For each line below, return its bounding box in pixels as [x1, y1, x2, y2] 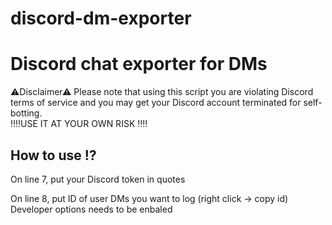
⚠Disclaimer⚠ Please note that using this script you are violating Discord [10, 86, 314, 98]
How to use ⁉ [10, 147, 97, 164]
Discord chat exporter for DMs [10, 53, 268, 76]
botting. [10, 107, 43, 119]
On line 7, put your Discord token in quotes [10, 173, 186, 185]
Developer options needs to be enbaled [10, 203, 173, 215]
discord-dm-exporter [10, 7, 192, 30]
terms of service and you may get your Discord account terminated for [10, 97, 302, 109]
